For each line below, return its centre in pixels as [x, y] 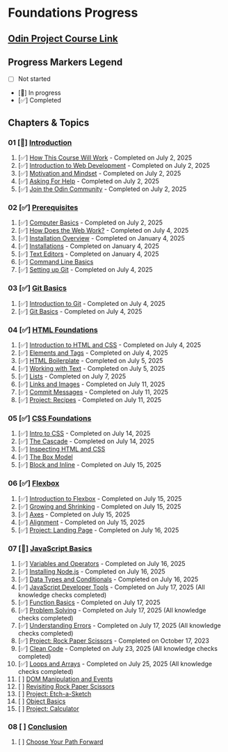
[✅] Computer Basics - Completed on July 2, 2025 [90, 223]
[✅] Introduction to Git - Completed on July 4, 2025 [91, 303]
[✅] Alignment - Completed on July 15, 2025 [81, 522]
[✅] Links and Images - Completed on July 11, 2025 [91, 384]
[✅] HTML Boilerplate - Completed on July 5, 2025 [90, 361]
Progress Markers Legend [65, 62]
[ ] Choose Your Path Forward [60, 742]
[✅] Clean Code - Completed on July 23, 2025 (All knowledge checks [118, 648]
